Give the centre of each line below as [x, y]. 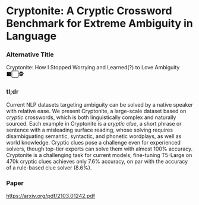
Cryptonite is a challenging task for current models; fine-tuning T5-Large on [99, 155]
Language [31, 36]
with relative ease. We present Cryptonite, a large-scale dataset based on [96, 111]
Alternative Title [30, 55]
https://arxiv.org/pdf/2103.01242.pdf [51, 196]
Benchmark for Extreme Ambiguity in [99, 23]
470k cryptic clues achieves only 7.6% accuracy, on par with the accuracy [97, 161]
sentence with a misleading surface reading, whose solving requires [90, 130]
